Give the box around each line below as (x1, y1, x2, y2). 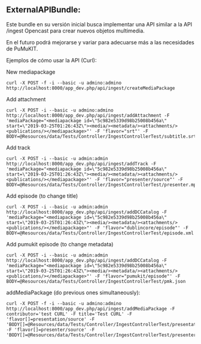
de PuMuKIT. (6, 45, 38, 52)
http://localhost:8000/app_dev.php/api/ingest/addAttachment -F (6, 112, 170, 119)
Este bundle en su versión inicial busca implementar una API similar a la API (6, 20, 193, 28)
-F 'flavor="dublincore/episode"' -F (95, 225, 188, 231)
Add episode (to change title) (6, 192, 78, 200)
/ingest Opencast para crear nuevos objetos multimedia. (6, 27, 145, 34)
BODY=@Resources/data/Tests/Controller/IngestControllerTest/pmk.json (6, 278, 186, 284)
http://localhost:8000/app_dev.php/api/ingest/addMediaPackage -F (6, 306, 175, 312)
